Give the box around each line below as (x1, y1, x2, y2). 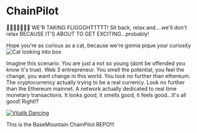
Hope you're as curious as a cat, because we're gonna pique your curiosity (6, 42, 191, 49)
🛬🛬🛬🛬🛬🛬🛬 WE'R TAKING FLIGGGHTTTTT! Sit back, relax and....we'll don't (6, 24, 187, 31)
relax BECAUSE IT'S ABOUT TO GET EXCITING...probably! (6, 30, 149, 37)
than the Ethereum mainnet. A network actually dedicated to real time (6, 85, 177, 92)
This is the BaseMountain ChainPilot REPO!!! (6, 120, 115, 128)
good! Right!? (6, 97, 39, 105)
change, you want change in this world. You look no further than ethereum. (6, 72, 191, 79)
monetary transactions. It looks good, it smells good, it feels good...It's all (6, 91, 186, 98)
